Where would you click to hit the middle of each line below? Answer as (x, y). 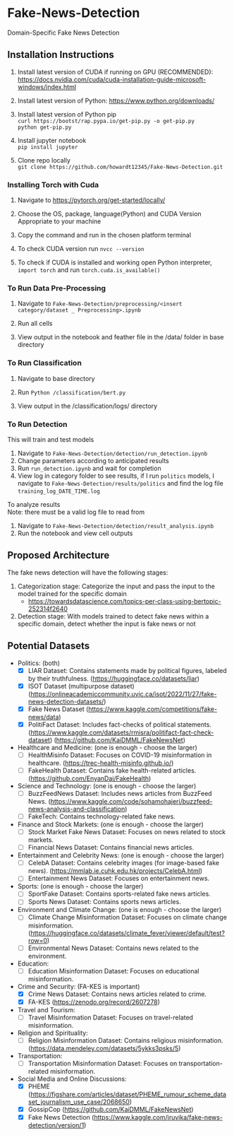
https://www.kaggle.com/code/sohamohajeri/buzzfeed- (131, 801)
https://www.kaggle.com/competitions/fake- (152, 709)
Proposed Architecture (58, 555)
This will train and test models (51, 439)
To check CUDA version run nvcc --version (81, 249)
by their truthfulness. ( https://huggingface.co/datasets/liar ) (113, 678)
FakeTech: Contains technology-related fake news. (102, 816)
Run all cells (35, 324)
